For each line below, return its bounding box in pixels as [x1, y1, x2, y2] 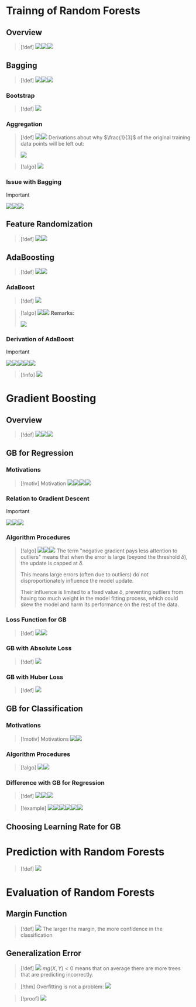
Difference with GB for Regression [6, 779, 105, 786]
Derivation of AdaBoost [6, 335, 74, 343]
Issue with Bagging [6, 178, 62, 186]
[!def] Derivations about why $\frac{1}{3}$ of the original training [20, 134, 191, 141]
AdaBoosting [6, 252, 54, 262]
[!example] [20, 805, 47, 812]
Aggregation [6, 120, 43, 128]
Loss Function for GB [6, 616, 67, 624]
